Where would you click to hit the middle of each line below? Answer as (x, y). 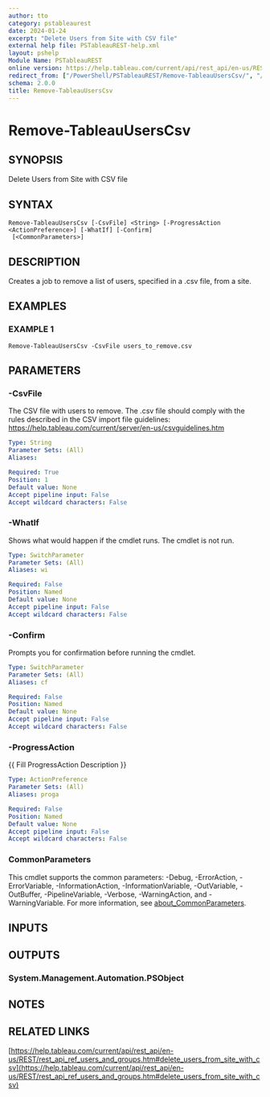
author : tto (28, 16)
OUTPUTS (34, 955)
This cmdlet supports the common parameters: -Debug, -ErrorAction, (123, 877)
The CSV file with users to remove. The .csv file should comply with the (127, 411)
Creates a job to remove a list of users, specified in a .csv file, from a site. (130, 281)
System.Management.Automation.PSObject (96, 978)
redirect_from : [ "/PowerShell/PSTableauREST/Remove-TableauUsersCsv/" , (131, 76)
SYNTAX (31, 205)
